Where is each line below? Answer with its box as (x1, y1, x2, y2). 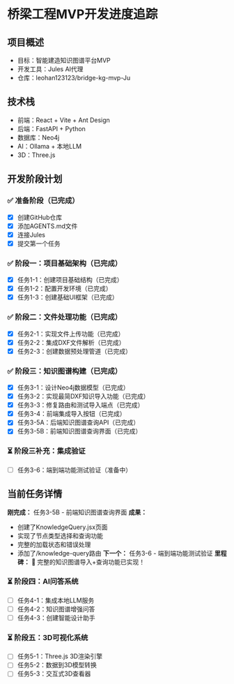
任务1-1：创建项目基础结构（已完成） (17, 276, 123, 284)
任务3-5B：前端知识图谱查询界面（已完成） (17, 427, 142, 436)
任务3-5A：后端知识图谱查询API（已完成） (17, 418, 140, 426)
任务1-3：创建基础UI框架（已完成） (17, 293, 118, 302)
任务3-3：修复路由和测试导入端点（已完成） (17, 401, 144, 409)
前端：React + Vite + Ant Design (17, 116, 110, 124)
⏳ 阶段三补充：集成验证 (7, 446, 86, 456)
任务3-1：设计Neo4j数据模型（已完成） (17, 383, 130, 392)
